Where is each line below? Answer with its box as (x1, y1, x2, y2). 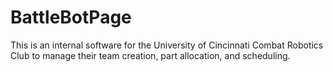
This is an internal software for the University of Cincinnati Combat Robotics (10, 39, 324, 51)
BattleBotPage (10, 6, 132, 29)
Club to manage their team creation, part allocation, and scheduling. (10, 49, 291, 61)
